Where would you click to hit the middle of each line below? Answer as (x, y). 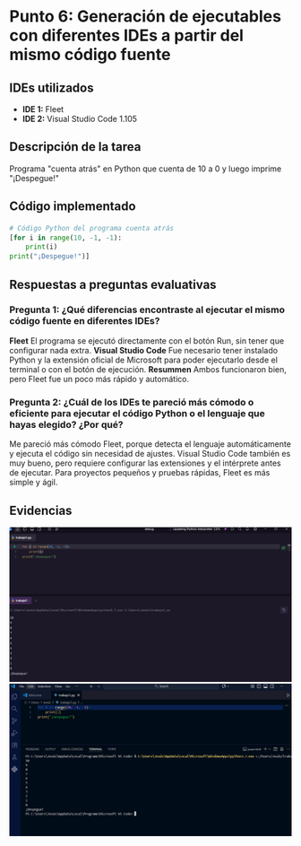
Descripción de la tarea (75, 147)
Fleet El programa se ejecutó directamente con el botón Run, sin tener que (147, 340)
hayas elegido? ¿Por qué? (66, 424)
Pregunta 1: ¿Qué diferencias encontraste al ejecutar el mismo (147, 310)
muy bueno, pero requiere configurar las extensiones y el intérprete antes (145, 463)
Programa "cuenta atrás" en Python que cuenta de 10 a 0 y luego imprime (146, 169)
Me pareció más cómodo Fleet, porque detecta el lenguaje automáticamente (150, 444)
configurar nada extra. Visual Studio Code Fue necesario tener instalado (144, 350)
